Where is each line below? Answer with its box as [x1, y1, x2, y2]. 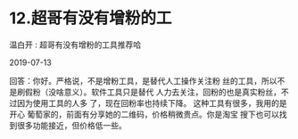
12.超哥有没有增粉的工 [9, 8, 172, 29]
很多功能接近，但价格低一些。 [16, 119, 127, 130]
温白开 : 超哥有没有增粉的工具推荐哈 [9, 39, 141, 50]
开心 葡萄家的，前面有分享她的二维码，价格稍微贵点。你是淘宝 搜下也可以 [9, 109, 279, 119]
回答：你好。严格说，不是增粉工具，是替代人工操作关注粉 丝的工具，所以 [9, 75, 277, 86]
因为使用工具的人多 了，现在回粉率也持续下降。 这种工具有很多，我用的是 [16, 97, 287, 108]
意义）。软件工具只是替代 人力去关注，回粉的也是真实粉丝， [63, 86, 281, 97]
